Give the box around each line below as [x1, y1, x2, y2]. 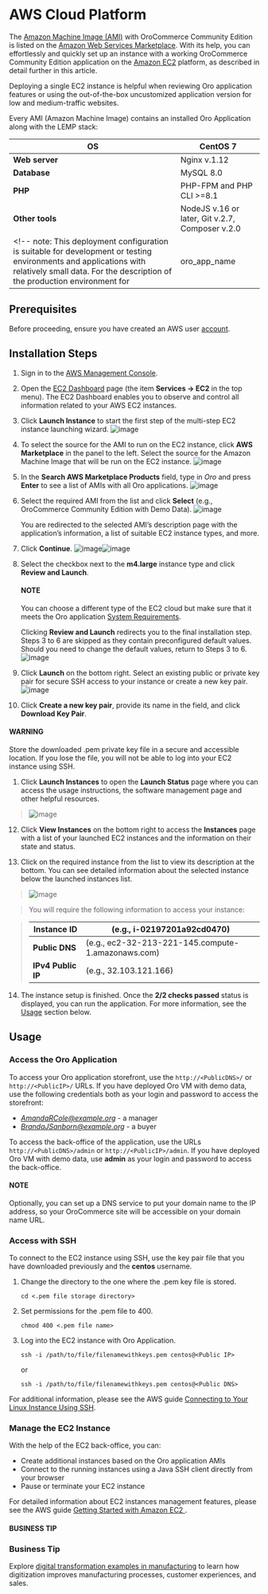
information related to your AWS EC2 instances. [20, 400, 177, 410]
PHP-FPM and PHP [180, 180, 254, 191]
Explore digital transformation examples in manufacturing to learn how [9, 1561, 239, 1571]
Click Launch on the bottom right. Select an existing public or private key [20, 668, 260, 677]
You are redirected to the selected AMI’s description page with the [20, 520, 238, 529]
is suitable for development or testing [13, 245, 152, 256]
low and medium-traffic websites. [9, 98, 119, 107]
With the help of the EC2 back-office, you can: [9, 1440, 161, 1450]
